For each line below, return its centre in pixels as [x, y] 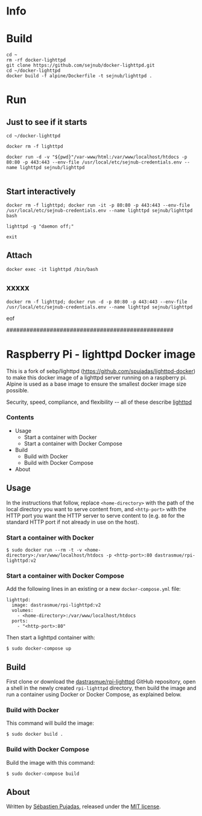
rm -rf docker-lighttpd [36, 60]
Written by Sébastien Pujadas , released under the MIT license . [84, 806]
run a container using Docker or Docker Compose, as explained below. [94, 695]
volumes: [23, 611]
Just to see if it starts [47, 122]
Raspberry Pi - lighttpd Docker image [101, 354]
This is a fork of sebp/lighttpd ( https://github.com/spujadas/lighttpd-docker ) [101, 371]
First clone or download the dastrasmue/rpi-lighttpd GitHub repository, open [101, 682]
